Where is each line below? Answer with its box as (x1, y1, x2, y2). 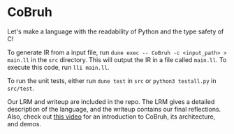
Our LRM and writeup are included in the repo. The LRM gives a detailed (7, 97, 215, 105)
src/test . (7, 84, 35, 92)
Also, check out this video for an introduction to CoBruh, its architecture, (7, 112, 216, 121)
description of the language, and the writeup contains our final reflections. (7, 105, 221, 113)
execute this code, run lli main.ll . (7, 63, 110, 71)
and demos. (7, 119, 42, 128)
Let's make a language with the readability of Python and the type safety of (7, 27, 224, 36)
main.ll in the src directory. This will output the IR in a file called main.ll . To (7, 55, 227, 64)
